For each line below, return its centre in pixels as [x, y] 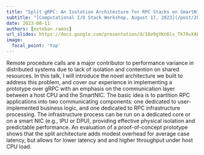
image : [15, 40]
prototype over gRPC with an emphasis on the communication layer [91, 88]
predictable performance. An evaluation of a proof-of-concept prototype [97, 127]
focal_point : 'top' [36, 46]
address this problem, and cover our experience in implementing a [89, 82]
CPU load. [19, 147]
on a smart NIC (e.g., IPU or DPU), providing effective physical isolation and [101, 120]
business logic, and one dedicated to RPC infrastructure [110, 108]
